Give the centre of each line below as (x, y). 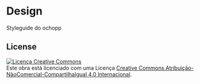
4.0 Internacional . (110, 74)
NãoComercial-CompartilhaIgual (47, 74)
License (22, 47)
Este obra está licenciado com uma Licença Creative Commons (85, 68)
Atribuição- (180, 68)
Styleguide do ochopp (34, 28)
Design (25, 11)
